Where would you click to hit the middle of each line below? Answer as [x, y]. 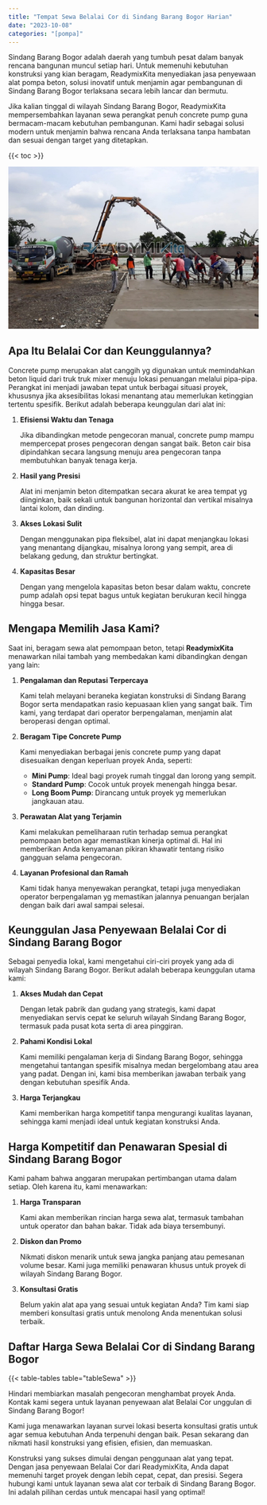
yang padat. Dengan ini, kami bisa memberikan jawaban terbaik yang [133, 1074]
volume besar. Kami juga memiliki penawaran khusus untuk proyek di [133, 1265]
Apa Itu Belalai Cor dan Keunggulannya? [110, 351]
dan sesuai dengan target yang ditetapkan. [78, 140]
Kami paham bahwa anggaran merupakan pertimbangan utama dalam [122, 1179]
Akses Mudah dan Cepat [61, 994]
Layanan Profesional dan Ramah [74, 872]
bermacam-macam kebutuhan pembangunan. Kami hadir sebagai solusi [126, 123]
